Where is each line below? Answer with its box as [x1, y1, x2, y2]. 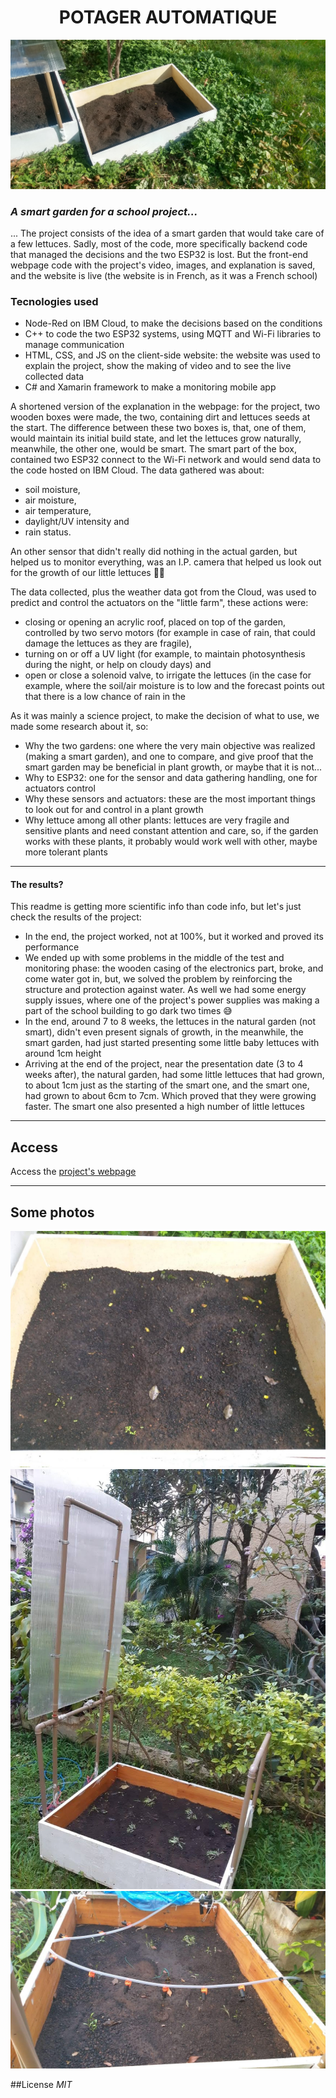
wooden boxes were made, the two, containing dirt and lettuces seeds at [10, 411, 311, 423]
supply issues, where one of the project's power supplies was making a [24, 994, 320, 1006]
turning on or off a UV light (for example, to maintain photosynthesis [24, 648, 306, 660]
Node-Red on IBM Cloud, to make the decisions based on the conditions [24, 317, 323, 330]
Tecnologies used [10, 294, 99, 308]
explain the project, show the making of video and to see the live [24, 360, 292, 372]
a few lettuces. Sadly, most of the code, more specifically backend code [10, 237, 308, 250]
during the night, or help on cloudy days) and [24, 659, 212, 671]
